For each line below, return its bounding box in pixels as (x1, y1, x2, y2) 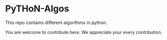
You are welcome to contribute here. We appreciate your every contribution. (5, 29, 162, 35)
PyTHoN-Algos (5, 3, 69, 14)
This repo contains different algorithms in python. (5, 19, 107, 25)
